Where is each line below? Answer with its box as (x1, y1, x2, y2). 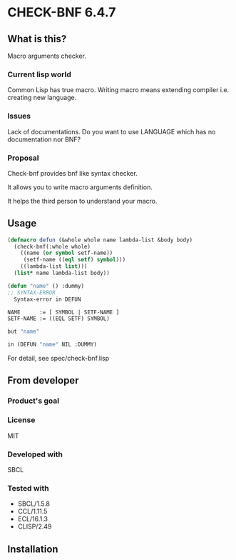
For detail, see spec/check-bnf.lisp (7, 354, 110, 363)
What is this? (7, 33, 67, 45)
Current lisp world (7, 69, 71, 79)
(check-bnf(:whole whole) (14, 243, 91, 250)
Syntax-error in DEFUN (14, 296, 81, 303)
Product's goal (7, 396, 59, 406)
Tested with (7, 483, 49, 493)
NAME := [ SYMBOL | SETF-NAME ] (7, 309, 120, 316)
